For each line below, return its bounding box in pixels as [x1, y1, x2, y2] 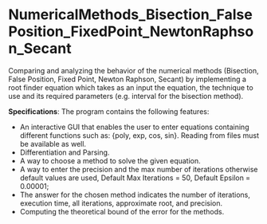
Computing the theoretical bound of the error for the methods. [19, 206, 225, 216]
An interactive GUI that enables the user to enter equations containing [19, 122, 249, 132]
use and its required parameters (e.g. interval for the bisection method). [8, 91, 244, 100]
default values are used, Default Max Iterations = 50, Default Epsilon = [19, 173, 251, 183]
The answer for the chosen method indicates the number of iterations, [19, 190, 251, 199]
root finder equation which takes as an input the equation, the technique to [8, 82, 253, 92]
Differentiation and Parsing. [19, 147, 110, 157]
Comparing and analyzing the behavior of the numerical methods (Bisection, [8, 65, 259, 75]
